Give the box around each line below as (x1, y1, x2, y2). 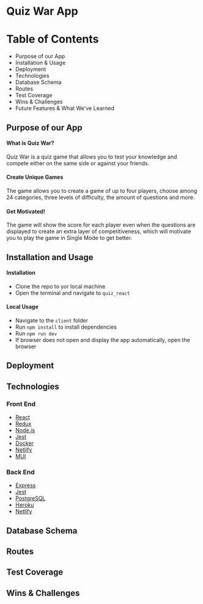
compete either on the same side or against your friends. (6, 159, 150, 166)
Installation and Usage (6, 252, 94, 263)
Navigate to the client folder (15, 316, 89, 324)
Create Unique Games (6, 173, 64, 181)
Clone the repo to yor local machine (15, 283, 106, 290)
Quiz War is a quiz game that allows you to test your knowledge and (6, 153, 177, 160)
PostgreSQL (15, 494, 46, 502)
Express (15, 482, 36, 489)
